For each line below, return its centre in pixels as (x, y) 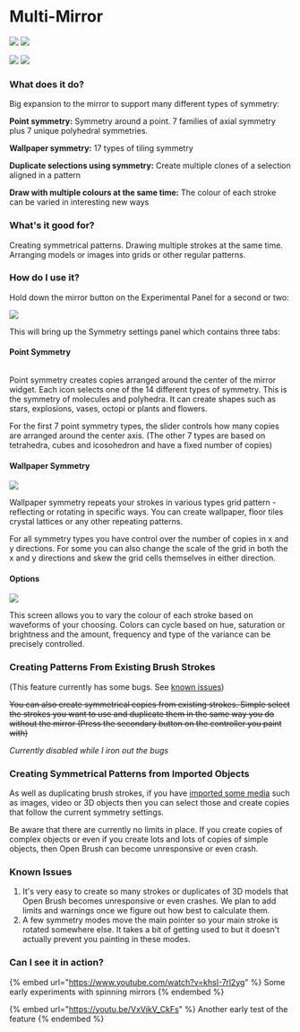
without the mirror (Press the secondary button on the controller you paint (146, 723)
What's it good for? (52, 225)
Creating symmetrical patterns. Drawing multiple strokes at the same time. (146, 245)
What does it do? (47, 84)
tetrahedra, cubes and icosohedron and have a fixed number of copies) (141, 445)
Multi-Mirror (56, 17)
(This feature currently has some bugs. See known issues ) (117, 687)
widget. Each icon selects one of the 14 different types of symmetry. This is (148, 390)
